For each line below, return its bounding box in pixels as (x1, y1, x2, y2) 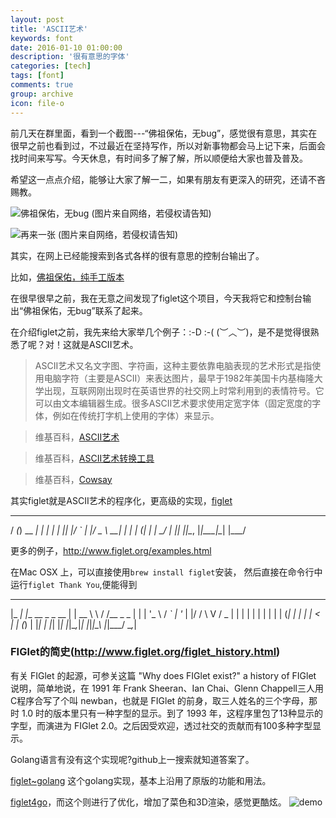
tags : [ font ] (10, 71, 65, 81)
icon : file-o (10, 98, 65, 108)
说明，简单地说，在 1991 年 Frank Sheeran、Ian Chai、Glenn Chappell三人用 (10, 682, 324, 694)
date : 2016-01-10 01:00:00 (10, 42, 123, 53)
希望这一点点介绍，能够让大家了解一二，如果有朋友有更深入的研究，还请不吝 (10, 173, 326, 185)
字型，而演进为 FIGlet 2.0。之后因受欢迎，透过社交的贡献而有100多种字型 (10, 719, 313, 731)
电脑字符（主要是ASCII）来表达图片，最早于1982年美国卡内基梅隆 (43, 372, 315, 384)
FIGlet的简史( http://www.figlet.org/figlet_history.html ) (10, 645, 281, 659)
